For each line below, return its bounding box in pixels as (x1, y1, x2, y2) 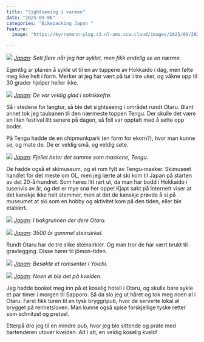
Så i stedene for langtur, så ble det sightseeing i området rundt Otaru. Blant (6, 103, 194, 111)
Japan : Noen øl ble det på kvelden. (13, 273, 102, 280)
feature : (6, 26, 29, 32)
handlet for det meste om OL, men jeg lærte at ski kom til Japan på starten (6, 172, 192, 180)
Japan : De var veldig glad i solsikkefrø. (13, 92, 112, 99)
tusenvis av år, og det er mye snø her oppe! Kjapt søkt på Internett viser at (6, 185, 192, 192)
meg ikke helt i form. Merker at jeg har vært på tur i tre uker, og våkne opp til (6, 72, 198, 80)
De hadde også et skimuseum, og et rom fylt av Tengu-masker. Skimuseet (6, 166, 191, 173)
